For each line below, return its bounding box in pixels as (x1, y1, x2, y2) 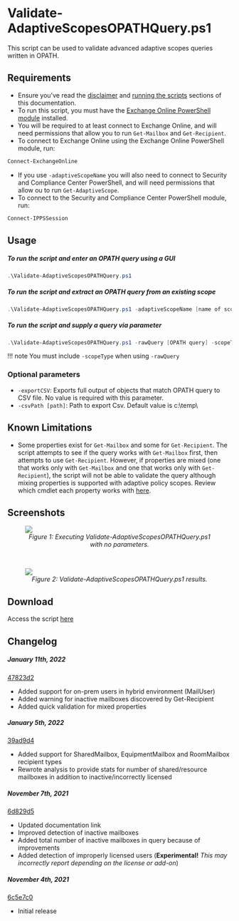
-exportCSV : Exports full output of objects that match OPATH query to (17, 386, 221, 394)
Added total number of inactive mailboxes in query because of (17, 836, 201, 845)
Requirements (7, 72, 71, 84)
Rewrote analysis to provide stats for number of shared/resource (17, 765, 208, 774)
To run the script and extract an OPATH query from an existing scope (7, 287, 216, 297)
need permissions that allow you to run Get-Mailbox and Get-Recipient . (17, 128, 226, 137)
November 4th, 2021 (7, 875, 70, 884)
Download (7, 595, 53, 607)
